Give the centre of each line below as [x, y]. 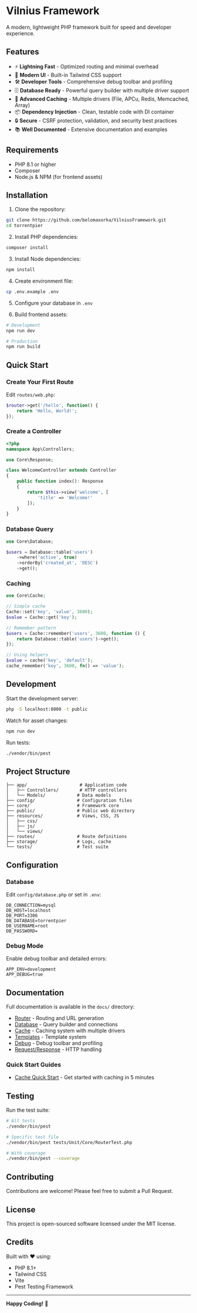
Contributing [30, 1177]
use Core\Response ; [30, 460]
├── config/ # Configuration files [69, 801]
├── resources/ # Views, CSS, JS [62, 816]
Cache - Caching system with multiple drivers [70, 1031]
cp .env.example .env [33, 292]
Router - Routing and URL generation [59, 1018]
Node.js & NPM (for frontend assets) [58, 177]
